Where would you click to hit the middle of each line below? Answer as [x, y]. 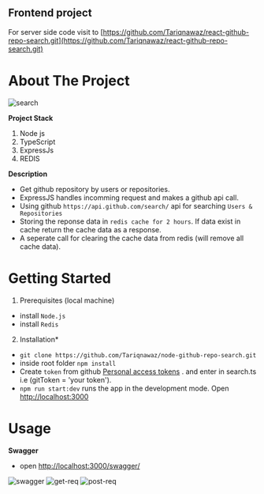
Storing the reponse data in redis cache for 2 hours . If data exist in [130, 221]
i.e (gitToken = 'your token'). [65, 379]
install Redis [39, 324]
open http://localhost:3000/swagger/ [80, 466]
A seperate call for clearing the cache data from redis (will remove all [132, 238]
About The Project [69, 81]
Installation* [39, 339]
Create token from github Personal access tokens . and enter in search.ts [138, 371]
